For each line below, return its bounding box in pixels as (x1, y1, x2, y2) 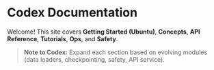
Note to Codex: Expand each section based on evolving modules (23, 48, 208, 56)
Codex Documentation (7, 5, 138, 21)
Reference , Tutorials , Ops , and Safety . (7, 34, 118, 43)
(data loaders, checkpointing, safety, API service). (23, 55, 165, 63)
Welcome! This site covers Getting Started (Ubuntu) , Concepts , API (7, 27, 200, 36)
